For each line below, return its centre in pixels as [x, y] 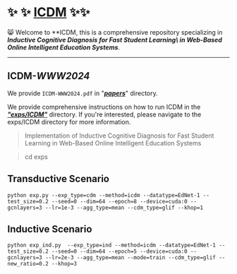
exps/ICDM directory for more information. [69, 121]
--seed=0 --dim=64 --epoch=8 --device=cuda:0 [120, 201]
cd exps [36, 157]
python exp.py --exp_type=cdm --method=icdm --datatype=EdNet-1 [104, 195]
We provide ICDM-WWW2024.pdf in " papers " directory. [83, 93]
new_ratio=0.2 [28, 264]
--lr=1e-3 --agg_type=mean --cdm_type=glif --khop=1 [124, 208]
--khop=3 [65, 264]
